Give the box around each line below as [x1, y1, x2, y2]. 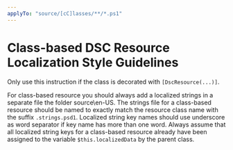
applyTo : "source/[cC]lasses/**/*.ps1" [7, 10, 123, 17]
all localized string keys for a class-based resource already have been [7, 127, 207, 135]
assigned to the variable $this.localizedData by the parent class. [7, 135, 195, 143]
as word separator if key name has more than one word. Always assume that [7, 120, 226, 129]
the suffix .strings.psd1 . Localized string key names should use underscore [7, 113, 225, 121]
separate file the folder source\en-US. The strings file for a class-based [7, 98, 212, 106]
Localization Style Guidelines [7, 55, 179, 70]
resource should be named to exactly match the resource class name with [7, 105, 218, 114]
